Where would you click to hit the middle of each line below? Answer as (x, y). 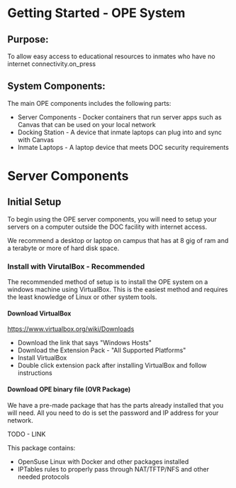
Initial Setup (34, 202)
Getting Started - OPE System (96, 13)
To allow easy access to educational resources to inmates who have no (111, 56)
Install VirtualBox (42, 358)
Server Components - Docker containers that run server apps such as (119, 117)
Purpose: (28, 39)
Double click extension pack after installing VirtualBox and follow (112, 365)
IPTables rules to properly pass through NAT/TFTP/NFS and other (113, 469)
